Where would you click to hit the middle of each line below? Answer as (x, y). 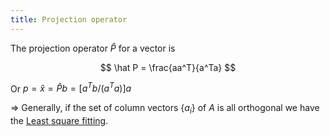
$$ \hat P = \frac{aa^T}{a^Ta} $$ (168, 67)
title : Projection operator (69, 19)
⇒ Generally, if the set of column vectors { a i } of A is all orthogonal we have (165, 109)
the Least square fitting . (59, 121)
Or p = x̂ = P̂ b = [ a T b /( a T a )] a (71, 88)
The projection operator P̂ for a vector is (93, 48)
